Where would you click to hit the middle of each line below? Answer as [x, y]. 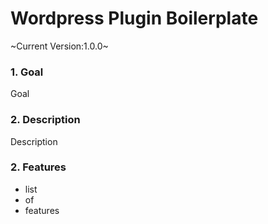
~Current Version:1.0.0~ [59, 46]
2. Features [38, 167]
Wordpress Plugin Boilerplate [134, 18]
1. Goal [27, 72]
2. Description [45, 120]
